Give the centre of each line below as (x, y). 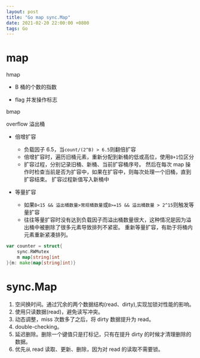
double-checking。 (39, 326)
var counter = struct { (34, 246)
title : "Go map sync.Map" (38, 17)
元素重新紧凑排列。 (47, 235)
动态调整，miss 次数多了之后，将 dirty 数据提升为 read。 (84, 319)
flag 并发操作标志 (36, 100)
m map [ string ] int (39, 257)
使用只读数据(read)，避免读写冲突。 (59, 311)
